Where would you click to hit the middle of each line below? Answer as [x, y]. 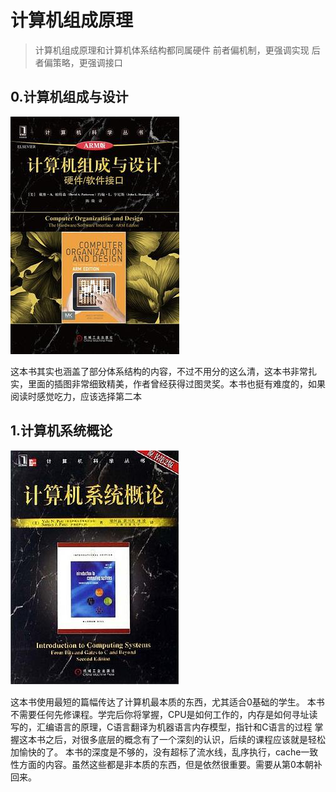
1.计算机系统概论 [61, 431]
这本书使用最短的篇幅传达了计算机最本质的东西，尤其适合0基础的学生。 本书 [167, 702]
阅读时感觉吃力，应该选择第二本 [76, 396]
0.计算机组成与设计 [69, 97]
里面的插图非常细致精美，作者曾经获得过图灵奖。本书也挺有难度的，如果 [176, 383]
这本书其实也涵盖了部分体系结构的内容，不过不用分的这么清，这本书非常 [159, 371]
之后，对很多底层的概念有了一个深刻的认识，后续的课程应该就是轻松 [185, 739]
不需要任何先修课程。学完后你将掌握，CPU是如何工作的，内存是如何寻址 [160, 714]
